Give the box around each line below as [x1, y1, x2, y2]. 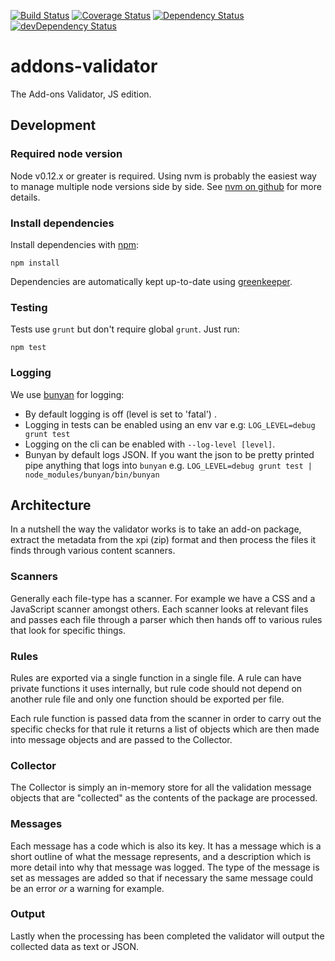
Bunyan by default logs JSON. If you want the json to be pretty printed [24, 448, 315, 460]
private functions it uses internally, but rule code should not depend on [10, 682, 303, 694]
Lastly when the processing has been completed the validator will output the [10, 930, 325, 942]
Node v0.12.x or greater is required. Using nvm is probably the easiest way [10, 170, 317, 182]
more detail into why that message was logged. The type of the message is [10, 861, 320, 873]
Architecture [10, 496, 92, 514]
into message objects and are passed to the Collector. [10, 733, 233, 745]
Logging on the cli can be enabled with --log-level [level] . [24, 438, 276, 450]
